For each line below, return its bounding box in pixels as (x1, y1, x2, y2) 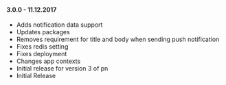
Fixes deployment (16, 50, 67, 58)
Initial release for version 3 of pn (16, 64, 109, 73)
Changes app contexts (16, 57, 81, 65)
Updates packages (16, 28, 70, 36)
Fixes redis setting (16, 42, 69, 51)
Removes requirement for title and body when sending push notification (16, 35, 220, 44)
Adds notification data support (16, 21, 103, 29)
